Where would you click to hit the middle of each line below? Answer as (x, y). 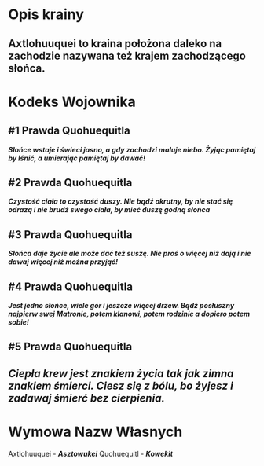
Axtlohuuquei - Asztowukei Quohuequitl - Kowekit (91, 453)
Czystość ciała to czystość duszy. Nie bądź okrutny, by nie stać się (121, 201)
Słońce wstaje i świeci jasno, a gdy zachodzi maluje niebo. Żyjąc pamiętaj (132, 149)
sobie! (19, 322)
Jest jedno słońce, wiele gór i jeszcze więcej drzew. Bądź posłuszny (121, 306)
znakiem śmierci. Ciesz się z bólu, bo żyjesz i (121, 385)
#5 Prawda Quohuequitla (70, 347)
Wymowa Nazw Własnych (95, 432)
